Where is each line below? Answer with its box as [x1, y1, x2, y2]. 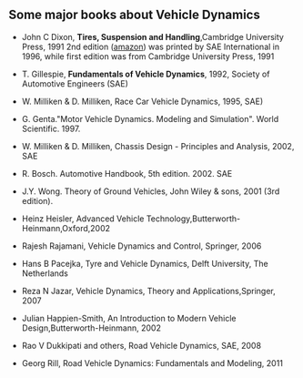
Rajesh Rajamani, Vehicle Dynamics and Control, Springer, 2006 [21, 240, 262, 251]
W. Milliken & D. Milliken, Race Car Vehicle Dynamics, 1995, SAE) [21, 96, 264, 107]
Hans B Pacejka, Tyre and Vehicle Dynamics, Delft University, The [21, 258, 269, 269]
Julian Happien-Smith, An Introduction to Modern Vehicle [21, 312, 237, 323]
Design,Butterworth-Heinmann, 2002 [21, 322, 161, 333]
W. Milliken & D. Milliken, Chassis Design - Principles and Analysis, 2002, [21, 140, 295, 151]
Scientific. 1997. [21, 123, 81, 134]
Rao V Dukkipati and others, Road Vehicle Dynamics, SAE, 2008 [21, 340, 261, 351]
